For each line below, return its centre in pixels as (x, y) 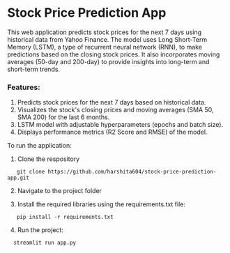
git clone (31, 172)
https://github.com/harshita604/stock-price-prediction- (132, 172)
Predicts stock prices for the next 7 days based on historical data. (112, 102)
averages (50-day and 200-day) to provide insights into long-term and (108, 61)
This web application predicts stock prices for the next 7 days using (105, 32)
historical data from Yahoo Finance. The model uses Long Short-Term (107, 39)
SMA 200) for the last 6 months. (63, 117)
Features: (24, 87)
